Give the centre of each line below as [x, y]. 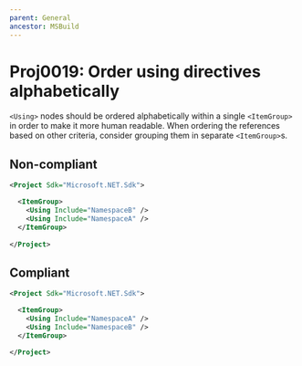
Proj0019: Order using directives [135, 72]
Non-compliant [53, 164]
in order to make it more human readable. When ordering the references [145, 126]
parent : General [40, 18]
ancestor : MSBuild [44, 26]
